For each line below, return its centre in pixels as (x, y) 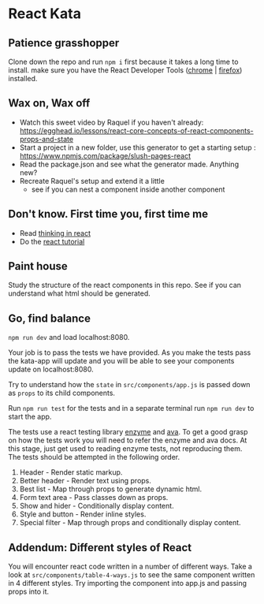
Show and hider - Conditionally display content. (97, 506)
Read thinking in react (55, 233)
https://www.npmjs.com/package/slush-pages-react (105, 155)
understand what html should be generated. (80, 293)
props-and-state (46, 139)
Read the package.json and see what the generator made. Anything (129, 164)
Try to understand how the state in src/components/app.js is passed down (129, 385)
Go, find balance (49, 318)
